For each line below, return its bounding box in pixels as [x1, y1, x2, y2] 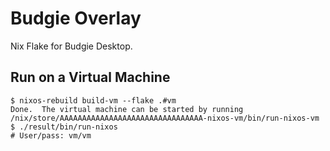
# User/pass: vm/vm [10, 130, 92, 141]
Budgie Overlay [10, 7, 142, 30]
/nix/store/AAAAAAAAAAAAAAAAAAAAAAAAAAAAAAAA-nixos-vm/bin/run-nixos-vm [10, 113, 320, 123]
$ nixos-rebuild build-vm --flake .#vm [10, 95, 177, 106]
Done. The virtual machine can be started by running [10, 104, 244, 114]
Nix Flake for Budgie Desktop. [10, 40, 133, 52]
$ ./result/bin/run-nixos [10, 122, 118, 132]
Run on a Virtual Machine [10, 69, 171, 86]
